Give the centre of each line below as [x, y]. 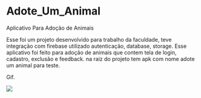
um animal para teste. [33, 65]
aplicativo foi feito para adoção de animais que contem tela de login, [91, 52]
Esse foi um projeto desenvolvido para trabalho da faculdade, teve [89, 39]
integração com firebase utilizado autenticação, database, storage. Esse [97, 46]
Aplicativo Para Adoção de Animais [50, 28]
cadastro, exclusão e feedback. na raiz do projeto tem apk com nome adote [100, 59]
